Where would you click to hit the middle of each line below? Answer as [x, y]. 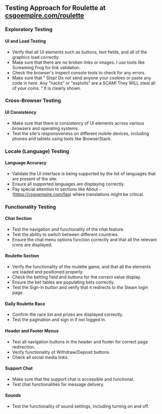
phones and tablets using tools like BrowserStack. [62, 139]
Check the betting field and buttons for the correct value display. [77, 277]
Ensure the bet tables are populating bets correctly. [63, 282]
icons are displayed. [32, 245]
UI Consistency [21, 112]
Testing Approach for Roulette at [55, 8]
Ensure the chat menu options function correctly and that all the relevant [84, 239]
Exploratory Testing [29, 30]
